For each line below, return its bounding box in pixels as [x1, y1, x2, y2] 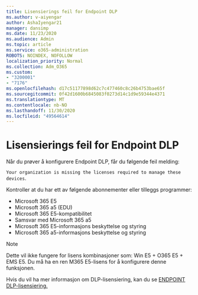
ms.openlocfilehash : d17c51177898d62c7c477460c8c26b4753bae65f [6, 86, 165, 92]
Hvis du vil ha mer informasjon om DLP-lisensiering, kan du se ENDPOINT [6, 276, 186, 283]
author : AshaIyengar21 [6, 20, 62, 25]
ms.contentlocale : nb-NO [6, 102, 67, 108]
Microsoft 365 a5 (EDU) [14, 204, 73, 211]
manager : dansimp [6, 25, 49, 31]
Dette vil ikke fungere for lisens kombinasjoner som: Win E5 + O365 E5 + [6, 252, 183, 259]
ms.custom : [6, 69, 33, 75]
